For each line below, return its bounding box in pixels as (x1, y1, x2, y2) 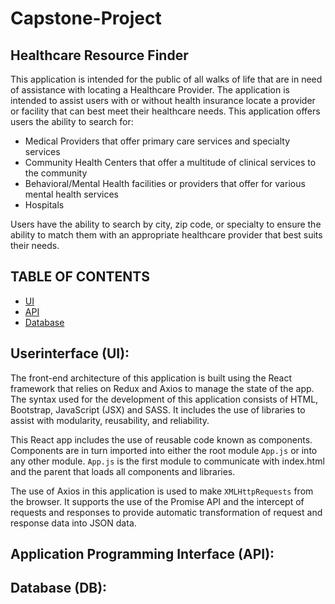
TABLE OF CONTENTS (10, 268, 150, 286)
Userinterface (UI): (10, 345, 130, 362)
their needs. (10, 240, 60, 251)
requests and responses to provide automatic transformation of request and (10, 506, 323, 518)
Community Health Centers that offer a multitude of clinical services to (24, 157, 317, 168)
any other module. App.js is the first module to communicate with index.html (10, 455, 325, 467)
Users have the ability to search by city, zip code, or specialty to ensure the (10, 218, 322, 230)
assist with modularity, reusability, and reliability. (10, 414, 210, 426)
